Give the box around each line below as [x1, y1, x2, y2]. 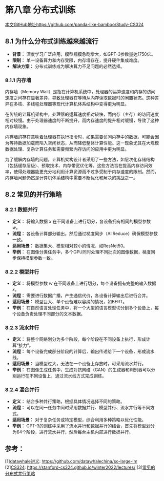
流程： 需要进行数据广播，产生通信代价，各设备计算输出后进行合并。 [12, 293, 150, 298]
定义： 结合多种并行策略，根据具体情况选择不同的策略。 [12, 398, 125, 404]
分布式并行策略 [5, 471, 35, 477]
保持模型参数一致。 [16, 255, 55, 261]
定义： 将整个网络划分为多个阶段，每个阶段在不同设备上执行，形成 [12, 336, 146, 342]
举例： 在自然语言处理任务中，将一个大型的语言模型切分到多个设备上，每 [12, 305, 159, 311]
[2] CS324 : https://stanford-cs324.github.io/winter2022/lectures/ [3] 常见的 [5, 464, 155, 470]
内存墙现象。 [5, 124, 31, 129]
